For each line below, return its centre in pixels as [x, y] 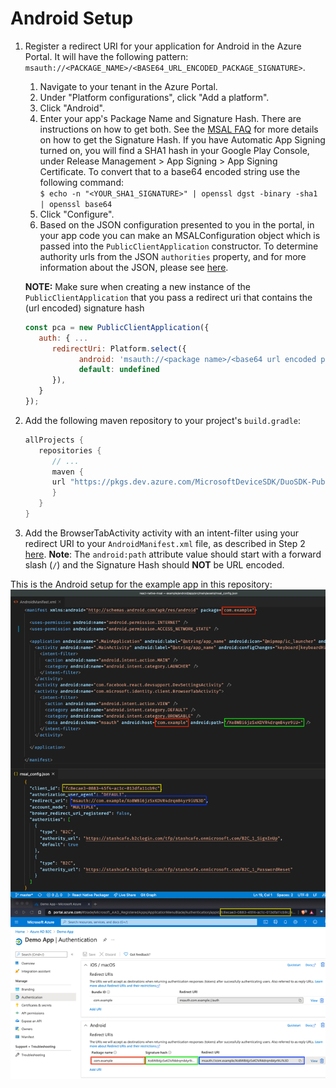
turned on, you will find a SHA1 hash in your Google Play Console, [174, 150]
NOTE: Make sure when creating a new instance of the [137, 286]
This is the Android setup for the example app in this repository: [141, 584]
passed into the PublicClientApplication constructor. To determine [179, 246]
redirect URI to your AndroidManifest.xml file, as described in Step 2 [165, 543]
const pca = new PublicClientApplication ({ [117, 327]
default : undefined [119, 370]
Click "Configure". [77, 214]
